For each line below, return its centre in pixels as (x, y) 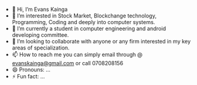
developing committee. (40, 35)
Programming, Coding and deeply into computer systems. (83, 22)
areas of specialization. (41, 48)
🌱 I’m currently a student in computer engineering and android (89, 28)
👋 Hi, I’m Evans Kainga (40, 9)
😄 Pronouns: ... (31, 70)
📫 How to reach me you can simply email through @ (77, 55)
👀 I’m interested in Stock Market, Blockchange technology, (84, 16)
